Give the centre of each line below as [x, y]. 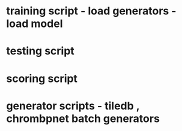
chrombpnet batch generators [83, 118]
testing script [41, 51]
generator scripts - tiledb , [73, 106]
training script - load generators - [91, 11]
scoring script [42, 78]
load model [35, 24]
